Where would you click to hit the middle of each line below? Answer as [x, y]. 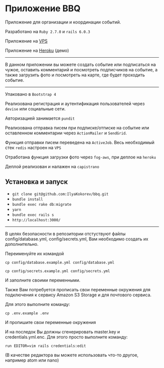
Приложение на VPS [26, 41]
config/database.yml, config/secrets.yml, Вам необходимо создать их [77, 239]
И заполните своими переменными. [43, 280]
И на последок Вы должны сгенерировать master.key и [63, 332]
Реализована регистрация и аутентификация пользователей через [75, 104]
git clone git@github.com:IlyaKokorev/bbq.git [60, 194]
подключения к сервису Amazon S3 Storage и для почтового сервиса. [78, 295]
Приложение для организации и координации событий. [63, 22]
